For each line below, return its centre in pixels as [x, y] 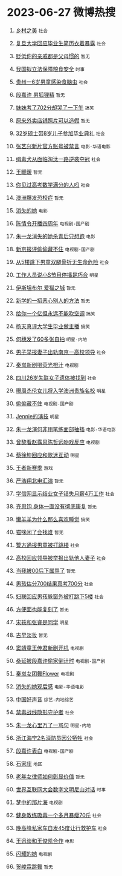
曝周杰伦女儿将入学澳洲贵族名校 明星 [61, 390]
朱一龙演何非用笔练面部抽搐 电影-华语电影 [66, 429]
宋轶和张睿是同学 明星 [42, 622]
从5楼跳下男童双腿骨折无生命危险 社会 [62, 262]
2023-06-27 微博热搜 [61, 12]
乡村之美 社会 [31, 30]
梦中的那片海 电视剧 [39, 802]
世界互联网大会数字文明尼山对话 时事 [61, 789]
